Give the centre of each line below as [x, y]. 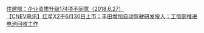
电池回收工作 [22, 24]
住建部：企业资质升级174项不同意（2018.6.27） [65, 9]
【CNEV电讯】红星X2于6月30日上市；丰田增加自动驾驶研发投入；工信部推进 [102, 16]
